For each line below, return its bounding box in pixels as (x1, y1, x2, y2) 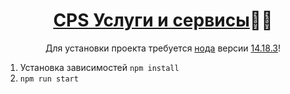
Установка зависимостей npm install (19, 61, 180, 73)
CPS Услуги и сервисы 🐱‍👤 (53, 9, 273, 32)
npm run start (19, 74, 79, 84)
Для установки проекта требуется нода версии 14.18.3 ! (45, 42, 281, 54)
